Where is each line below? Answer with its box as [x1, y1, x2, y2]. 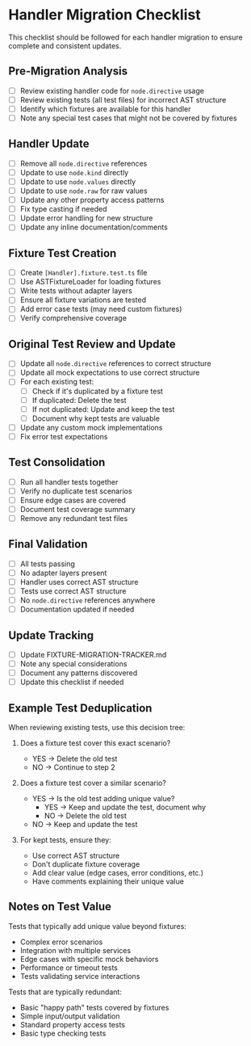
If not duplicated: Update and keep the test [31, 404, 175, 414]
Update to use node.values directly [19, 176, 136, 187]
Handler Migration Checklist [8, 6, 201, 24]
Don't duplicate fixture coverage [31, 859, 140, 869]
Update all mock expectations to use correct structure [19, 368, 200, 377]
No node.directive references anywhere [19, 595, 156, 605]
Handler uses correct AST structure [19, 577, 139, 586]
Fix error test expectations [19, 431, 108, 441]
